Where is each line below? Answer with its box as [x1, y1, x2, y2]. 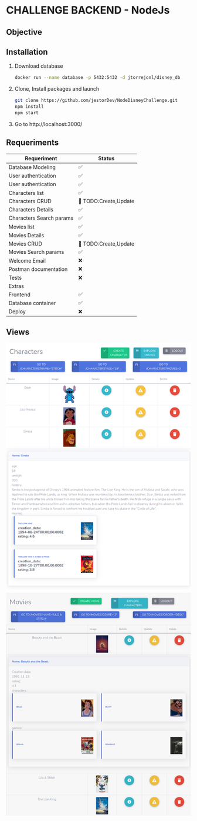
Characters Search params [8, 214, 74, 221]
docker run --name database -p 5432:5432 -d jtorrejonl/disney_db [14, 75, 181, 81]
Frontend [8, 291, 31, 298]
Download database [14, 62, 63, 69]
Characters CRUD [8, 198, 52, 205]
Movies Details [8, 231, 45, 239]
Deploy [8, 308, 26, 315]
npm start [14, 110, 39, 116]
